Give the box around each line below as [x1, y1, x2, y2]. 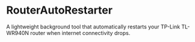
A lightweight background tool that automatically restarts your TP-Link [6, 23, 181, 30]
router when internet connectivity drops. [29, 29, 131, 36]
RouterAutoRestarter [6, 4, 113, 17]
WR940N [6, 29, 29, 36]
